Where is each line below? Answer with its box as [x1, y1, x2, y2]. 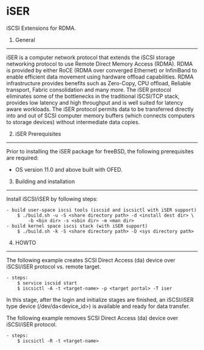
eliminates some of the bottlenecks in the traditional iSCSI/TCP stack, [6, 93, 180, 100]
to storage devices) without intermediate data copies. [6, 118, 140, 125]
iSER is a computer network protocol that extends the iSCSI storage [6, 54, 175, 61]
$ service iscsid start [17, 280, 78, 286]
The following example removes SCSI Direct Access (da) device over [6, 314, 178, 321]
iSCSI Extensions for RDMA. [6, 24, 76, 32]
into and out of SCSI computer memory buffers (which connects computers [6, 111, 195, 119]
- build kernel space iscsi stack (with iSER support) [6, 223, 148, 229]
